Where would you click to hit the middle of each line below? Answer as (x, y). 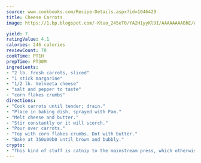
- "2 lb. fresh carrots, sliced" (48, 73)
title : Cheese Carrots (34, 17)
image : (14, 23)
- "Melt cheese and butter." (42, 117)
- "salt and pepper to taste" (44, 90)
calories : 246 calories (36, 45)
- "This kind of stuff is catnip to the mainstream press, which (89, 150)
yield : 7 (17, 34)
